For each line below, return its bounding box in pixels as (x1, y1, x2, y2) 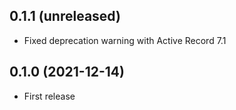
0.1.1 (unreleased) (9, 8, 121, 25)
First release (23, 90, 76, 102)
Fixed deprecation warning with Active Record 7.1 (23, 34, 227, 46)
